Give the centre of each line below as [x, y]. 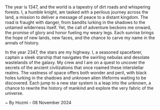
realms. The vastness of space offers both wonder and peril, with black [76, 73]
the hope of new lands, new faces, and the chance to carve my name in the [80, 38]
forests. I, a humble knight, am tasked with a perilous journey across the [77, 12]
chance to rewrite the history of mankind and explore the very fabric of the [79, 88]
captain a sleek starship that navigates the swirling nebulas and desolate [77, 57]
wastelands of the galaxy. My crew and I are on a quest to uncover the [75, 62]
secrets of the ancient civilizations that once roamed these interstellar [74, 68]
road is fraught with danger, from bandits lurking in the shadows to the [75, 22]
